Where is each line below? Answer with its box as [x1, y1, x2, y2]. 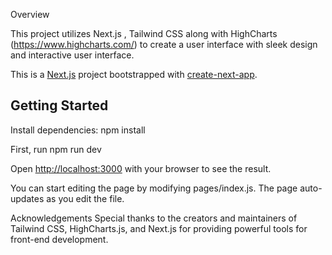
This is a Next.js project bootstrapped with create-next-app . [10, 69, 258, 80]
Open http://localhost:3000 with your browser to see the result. [10, 162, 272, 174]
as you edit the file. [46, 192, 125, 204]
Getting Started [10, 97, 109, 114]
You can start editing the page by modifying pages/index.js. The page [10, 182, 298, 194]
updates [10, 192, 45, 204]
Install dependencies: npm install [10, 124, 146, 136]
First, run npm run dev [10, 143, 102, 155]
